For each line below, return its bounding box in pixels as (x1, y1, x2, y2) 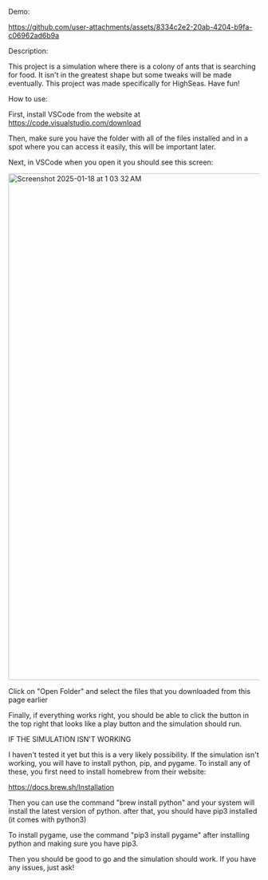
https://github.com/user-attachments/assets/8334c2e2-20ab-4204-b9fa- (8, 22, 253, 31)
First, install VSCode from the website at (8, 109, 141, 119)
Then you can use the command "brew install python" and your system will (8, 798, 255, 807)
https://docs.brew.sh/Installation (8, 783, 114, 791)
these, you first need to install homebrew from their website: (8, 767, 207, 776)
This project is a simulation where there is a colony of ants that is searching (8, 61, 257, 71)
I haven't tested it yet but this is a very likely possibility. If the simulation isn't (8, 750, 259, 759)
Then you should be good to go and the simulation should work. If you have (8, 854, 257, 863)
